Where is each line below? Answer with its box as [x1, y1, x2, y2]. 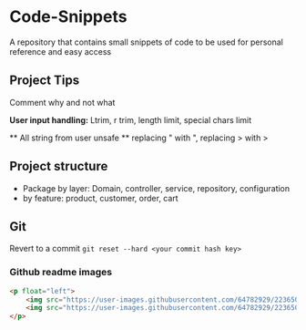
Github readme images [9, 266, 112, 279]
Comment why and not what [9, 97, 116, 108]
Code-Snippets [9, 6, 127, 27]
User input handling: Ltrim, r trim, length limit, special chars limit [9, 114, 252, 125]
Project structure [9, 159, 108, 174]
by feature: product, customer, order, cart [22, 192, 179, 203]
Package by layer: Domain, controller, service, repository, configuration [22, 182, 291, 193]
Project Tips [9, 73, 80, 88]
